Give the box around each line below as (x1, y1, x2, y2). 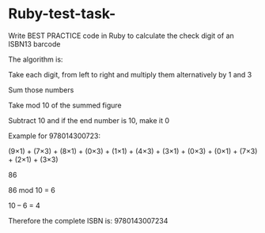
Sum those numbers (8, 85, 74, 95)
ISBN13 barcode (8, 39, 61, 48)
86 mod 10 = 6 (8, 185, 55, 194)
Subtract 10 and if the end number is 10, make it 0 (8, 115, 170, 125)
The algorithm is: (8, 54, 63, 64)
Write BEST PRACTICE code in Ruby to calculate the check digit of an (8, 31, 235, 40)
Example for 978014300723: (8, 131, 101, 141)
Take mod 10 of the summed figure (8, 100, 122, 110)
